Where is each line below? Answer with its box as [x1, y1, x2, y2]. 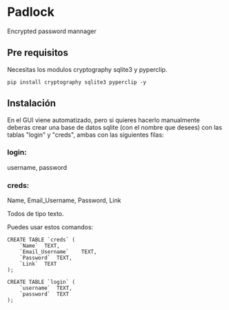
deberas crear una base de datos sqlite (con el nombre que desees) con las [7, 123, 223, 131]
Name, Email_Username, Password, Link [7, 196, 121, 204]
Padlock [7, 4, 55, 20]
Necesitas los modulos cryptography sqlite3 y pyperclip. [7, 65, 168, 73]
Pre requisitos [7, 47, 69, 59]
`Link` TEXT [19, 260, 57, 268]
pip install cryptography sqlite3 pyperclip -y [7, 79, 147, 86]
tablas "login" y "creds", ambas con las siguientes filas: [7, 130, 164, 139]
